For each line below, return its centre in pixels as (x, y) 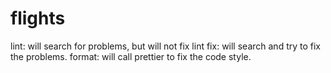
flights (38, 18)
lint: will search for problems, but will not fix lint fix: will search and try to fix (166, 46)
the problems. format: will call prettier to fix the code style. (131, 56)
